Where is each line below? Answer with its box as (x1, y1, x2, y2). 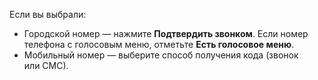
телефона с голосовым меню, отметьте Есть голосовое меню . (23, 39, 295, 50)
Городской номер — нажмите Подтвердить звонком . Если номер (23, 28, 309, 39)
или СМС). (23, 60, 69, 71)
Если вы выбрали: (9, 9, 87, 20)
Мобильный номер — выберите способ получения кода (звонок (23, 49, 299, 61)
